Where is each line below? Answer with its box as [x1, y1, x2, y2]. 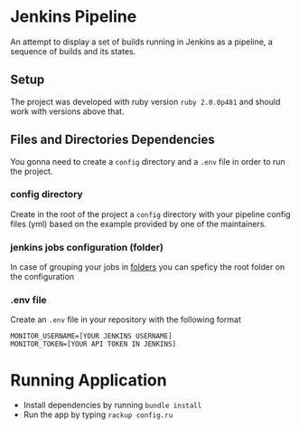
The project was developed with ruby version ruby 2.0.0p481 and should [10, 96, 281, 107]
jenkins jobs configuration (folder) [10, 241, 164, 253]
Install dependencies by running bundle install [23, 400, 202, 411]
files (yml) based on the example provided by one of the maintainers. [10, 218, 267, 229]
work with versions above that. [10, 106, 125, 117]
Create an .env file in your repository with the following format [10, 314, 242, 325]
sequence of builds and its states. [10, 45, 136, 56]
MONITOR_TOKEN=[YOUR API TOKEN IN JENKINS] [10, 339, 177, 349]
